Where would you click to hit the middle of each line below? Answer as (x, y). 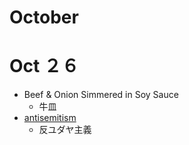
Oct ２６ (44, 66)
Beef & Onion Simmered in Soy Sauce (101, 95)
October (44, 17)
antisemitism (50, 118)
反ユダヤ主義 (65, 130)
